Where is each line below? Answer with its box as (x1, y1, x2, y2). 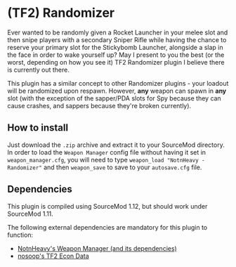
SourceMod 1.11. (7, 209, 54, 218)
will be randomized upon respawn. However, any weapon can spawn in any (7, 86, 227, 95)
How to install (7, 122, 69, 134)
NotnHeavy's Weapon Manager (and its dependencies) (17, 244, 177, 252)
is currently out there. (7, 65, 70, 74)
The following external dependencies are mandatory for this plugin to (7, 223, 208, 231)
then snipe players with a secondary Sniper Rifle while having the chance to (7, 35, 227, 44)
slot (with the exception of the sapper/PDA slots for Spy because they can (7, 93, 221, 103)
